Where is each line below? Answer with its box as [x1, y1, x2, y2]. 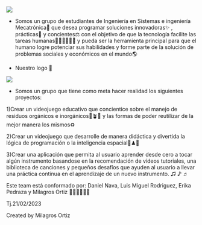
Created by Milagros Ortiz [6, 212, 71, 219]
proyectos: [14, 94, 42, 101]
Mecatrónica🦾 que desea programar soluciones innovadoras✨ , [14, 24, 173, 31]
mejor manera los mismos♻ [6, 121, 75, 128]
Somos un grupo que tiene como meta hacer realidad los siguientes [14, 88, 184, 95]
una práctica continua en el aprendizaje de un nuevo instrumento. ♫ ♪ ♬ [6, 170, 189, 178]
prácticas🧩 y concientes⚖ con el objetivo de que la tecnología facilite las [14, 31, 197, 38]
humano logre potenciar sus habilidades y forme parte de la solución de [14, 44, 194, 51]
